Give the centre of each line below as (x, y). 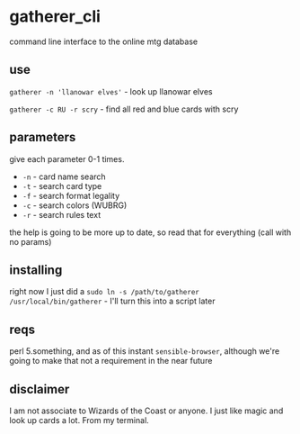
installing (36, 270)
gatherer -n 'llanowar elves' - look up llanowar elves (111, 91)
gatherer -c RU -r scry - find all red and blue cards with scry (124, 109)
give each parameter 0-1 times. (67, 158)
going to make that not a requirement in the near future (111, 361)
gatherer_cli (55, 17)
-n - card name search (64, 176)
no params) (31, 241)
